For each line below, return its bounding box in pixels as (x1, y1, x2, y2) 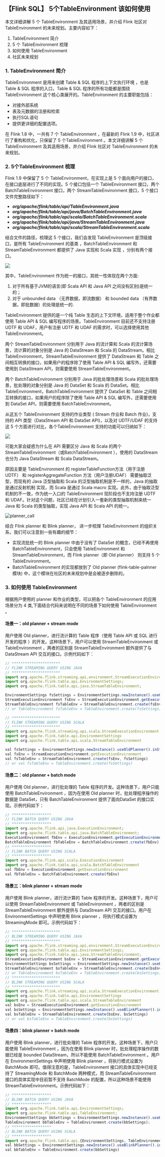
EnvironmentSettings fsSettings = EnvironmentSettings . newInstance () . (5, 693, 153, 698)
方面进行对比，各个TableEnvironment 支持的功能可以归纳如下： (19, 424, 147, 430)
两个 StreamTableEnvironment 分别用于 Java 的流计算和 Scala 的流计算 (5, 341, 148, 347)
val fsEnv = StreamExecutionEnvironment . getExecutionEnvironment (5, 752, 141, 757)
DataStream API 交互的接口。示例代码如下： (5, 651, 94, 657)
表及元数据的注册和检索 (12, 108, 60, 114)
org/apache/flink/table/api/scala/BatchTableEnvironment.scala (12, 214, 147, 220)
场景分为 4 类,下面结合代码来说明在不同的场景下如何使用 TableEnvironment (5, 602, 157, 608)
